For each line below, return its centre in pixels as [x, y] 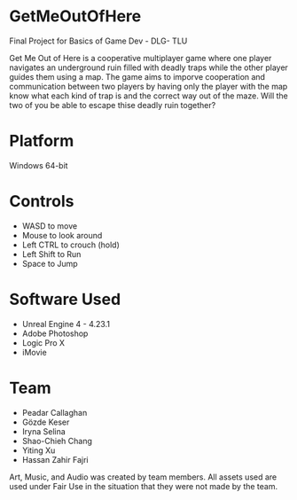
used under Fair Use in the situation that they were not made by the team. [143, 486]
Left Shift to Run [51, 254]
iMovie [34, 352]
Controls [42, 202]
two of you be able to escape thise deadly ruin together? [113, 105]
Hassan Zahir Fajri [55, 459]
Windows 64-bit [39, 165]
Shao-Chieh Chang [57, 441]
